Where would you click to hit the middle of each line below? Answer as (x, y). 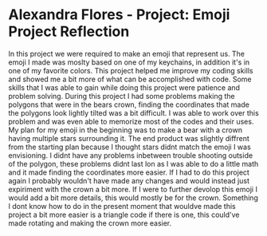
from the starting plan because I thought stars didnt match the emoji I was (130, 147)
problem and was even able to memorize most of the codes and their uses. (131, 121)
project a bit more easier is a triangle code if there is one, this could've (124, 214)
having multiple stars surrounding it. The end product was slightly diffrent (129, 138)
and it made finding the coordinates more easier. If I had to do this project (129, 172)
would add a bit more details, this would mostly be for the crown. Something (133, 198)
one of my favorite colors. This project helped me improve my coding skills (131, 70)
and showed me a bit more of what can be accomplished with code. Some (130, 79)
